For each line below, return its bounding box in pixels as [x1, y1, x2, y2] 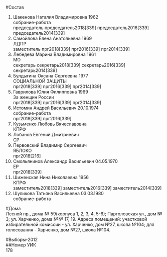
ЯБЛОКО [13, 148, 32, 153]
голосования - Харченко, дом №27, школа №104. [6, 227, 111, 233]
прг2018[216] [13, 153, 41, 159]
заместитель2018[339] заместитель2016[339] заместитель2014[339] [13, 185, 162, 191]
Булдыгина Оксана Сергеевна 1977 [13, 73, 88, 78]
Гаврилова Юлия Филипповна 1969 [13, 89, 88, 95]
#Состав [6, 5, 24, 10]
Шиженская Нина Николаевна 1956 [13, 175, 89, 180]
